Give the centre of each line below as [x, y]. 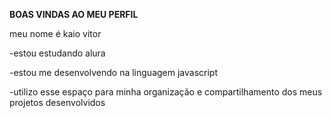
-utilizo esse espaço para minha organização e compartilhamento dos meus [166, 92]
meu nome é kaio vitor [55, 33]
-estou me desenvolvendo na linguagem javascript [113, 72]
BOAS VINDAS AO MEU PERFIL [74, 14]
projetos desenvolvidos [57, 102]
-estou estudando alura [57, 53]
